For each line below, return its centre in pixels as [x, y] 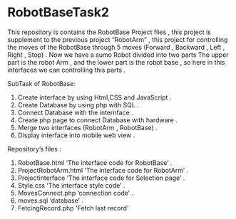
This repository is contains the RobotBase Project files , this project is [109, 32]
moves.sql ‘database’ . [51, 201]
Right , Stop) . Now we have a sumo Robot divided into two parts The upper [118, 55]
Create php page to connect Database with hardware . [98, 120]
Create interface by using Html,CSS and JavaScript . [94, 97]
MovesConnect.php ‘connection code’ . [76, 193]
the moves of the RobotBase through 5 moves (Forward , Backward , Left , [116, 47]
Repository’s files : [35, 149]
